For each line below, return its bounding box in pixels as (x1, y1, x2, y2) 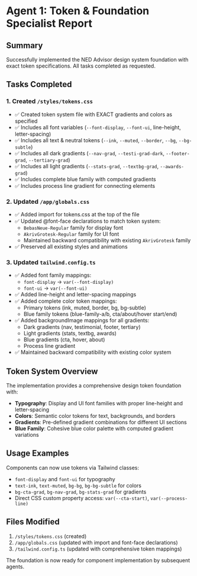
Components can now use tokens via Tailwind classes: (6, 464, 140, 471)
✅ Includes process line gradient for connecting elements (14, 182, 156, 189)
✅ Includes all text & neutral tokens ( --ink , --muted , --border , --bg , (14, 136, 177, 143)
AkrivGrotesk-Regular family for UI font (23, 230, 120, 238)
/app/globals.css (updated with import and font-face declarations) (14, 539, 179, 546)
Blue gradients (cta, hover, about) (23, 336, 105, 343)
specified (14, 117, 38, 124)
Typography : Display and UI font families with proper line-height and (14, 400, 183, 407)
